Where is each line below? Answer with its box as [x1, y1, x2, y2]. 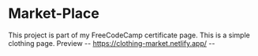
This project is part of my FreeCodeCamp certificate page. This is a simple [8, 30, 250, 40]
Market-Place [8, 5, 100, 23]
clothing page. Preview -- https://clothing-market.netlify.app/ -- [8, 38, 215, 47]
